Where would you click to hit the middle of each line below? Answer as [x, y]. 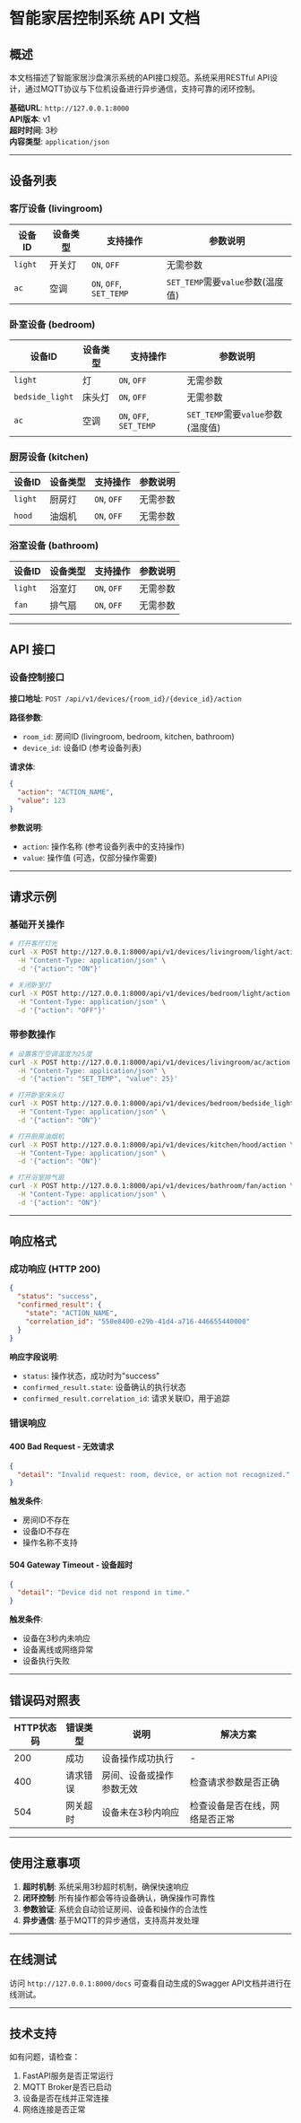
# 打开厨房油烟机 [37, 1136]
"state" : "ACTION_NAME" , [72, 1314]
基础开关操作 [37, 925]
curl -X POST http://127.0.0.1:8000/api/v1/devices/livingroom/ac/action [150, 1062]
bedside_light [44, 397]
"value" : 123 [42, 801]
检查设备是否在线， [230, 1805]
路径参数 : [26, 718]
